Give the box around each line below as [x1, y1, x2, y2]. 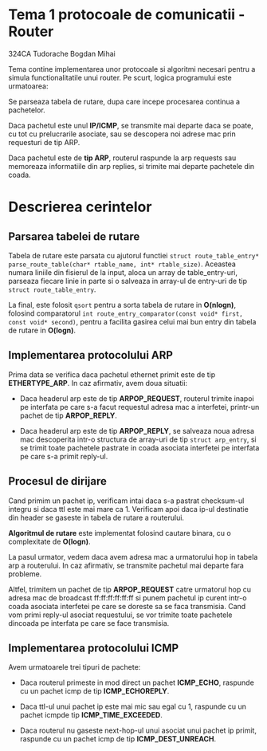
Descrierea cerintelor [8, 198, 152, 216]
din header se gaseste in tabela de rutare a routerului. [8, 513, 185, 522]
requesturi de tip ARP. [8, 137, 80, 147]
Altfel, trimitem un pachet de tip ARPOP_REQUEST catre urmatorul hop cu [8, 584, 251, 594]
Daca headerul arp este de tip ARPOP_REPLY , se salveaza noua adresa [19, 426, 255, 435]
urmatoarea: [8, 81, 49, 91]
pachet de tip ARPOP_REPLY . [19, 411, 117, 420]
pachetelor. [8, 105, 45, 115]
